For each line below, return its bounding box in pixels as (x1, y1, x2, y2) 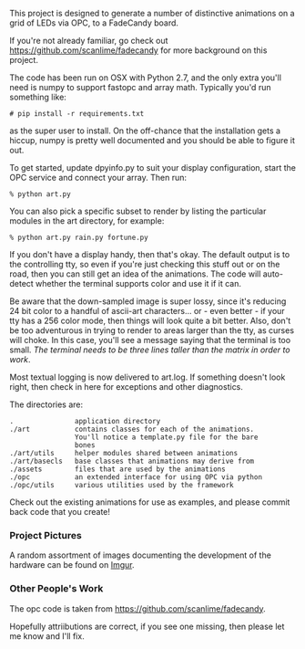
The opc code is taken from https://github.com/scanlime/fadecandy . (9, 602, 266, 614)
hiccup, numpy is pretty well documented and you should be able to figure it (9, 135, 296, 145)
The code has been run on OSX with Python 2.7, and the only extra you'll (9, 72, 282, 83)
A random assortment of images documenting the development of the (9, 550, 271, 560)
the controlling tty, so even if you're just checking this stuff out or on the (9, 259, 280, 269)
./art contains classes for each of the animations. (9, 424, 255, 434)
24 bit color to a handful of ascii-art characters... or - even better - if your (9, 306, 285, 316)
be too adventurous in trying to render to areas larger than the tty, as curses (9, 325, 294, 336)
